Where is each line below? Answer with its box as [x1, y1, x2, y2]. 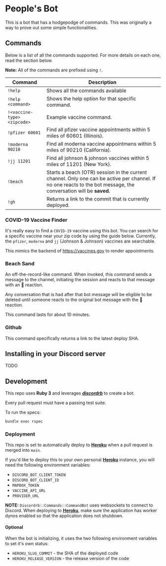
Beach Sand [5, 260, 35, 267]
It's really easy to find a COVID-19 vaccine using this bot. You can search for [5, 228, 159, 234]
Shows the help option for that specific [46, 95, 136, 102]
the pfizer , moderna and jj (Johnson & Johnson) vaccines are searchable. [5, 238, 156, 244]
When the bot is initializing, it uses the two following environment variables [5, 535, 157, 541]
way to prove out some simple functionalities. [5, 24, 98, 30]
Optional [5, 524, 23, 530]
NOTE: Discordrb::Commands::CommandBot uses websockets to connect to [5, 502, 153, 508]
